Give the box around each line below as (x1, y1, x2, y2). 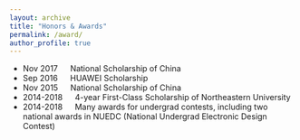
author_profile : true (9, 38, 92, 48)
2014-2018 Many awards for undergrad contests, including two (22, 101, 268, 113)
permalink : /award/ (9, 30, 83, 39)
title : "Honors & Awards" (9, 22, 107, 31)
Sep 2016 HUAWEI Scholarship (22, 73, 149, 84)
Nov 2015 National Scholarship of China (22, 82, 182, 93)
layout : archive (9, 13, 71, 23)
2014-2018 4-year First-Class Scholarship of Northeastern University (22, 92, 292, 103)
